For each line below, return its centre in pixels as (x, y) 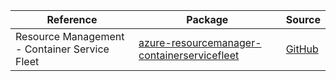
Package (207, 19)
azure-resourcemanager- (200, 42)
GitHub (302, 49)
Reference (72, 19)
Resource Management (70, 36)
